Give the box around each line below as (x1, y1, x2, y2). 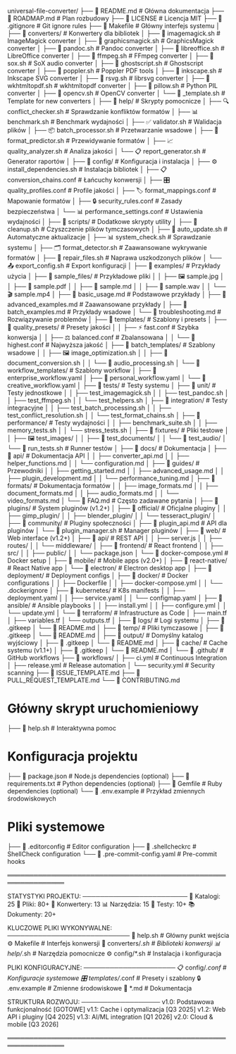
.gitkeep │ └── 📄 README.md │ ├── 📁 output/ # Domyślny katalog (7, 631, 204, 639)
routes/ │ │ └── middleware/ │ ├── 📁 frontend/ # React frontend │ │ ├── (7, 541, 223, 549)
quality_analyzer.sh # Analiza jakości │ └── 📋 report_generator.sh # (7, 147, 206, 155)
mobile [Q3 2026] (7, 1020, 59, 1028)
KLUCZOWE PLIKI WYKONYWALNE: (7, 923, 113, 932)
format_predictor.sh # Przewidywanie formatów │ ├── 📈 (7, 137, 174, 144)
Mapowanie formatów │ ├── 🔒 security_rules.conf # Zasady (7, 197, 182, 205)
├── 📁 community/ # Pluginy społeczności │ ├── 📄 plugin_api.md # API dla (7, 519, 228, 527)
